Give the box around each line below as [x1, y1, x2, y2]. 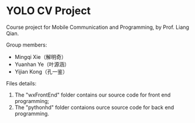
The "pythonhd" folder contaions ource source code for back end [14, 104, 174, 111]
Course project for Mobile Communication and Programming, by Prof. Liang [6, 24, 190, 31]
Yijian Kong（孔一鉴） [14, 68, 68, 75]
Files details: [6, 79, 37, 87]
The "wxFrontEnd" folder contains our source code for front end [14, 91, 171, 98]
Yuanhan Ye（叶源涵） [14, 61, 70, 68]
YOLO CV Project [6, 4, 91, 18]
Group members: [6, 41, 47, 48]
